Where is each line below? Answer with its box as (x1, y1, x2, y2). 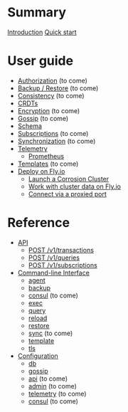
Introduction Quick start (7, 28, 77, 36)
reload (28, 314, 48, 322)
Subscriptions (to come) (17, 129, 89, 137)
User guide (7, 53, 73, 69)
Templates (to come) (17, 159, 79, 168)
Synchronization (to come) (17, 137, 96, 145)
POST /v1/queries (28, 253, 80, 262)
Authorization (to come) (17, 76, 87, 85)
